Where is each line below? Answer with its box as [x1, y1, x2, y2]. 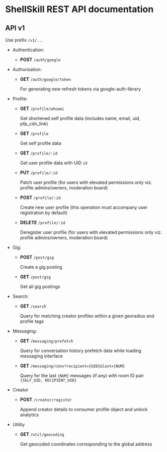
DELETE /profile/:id [20, 220, 65, 225]
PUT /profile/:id [20, 170, 58, 175]
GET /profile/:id [20, 150, 58, 156]
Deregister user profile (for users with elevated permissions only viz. [20, 229, 162, 235]
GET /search [20, 303, 47, 309]
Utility [12, 422, 25, 427]
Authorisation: [12, 67, 42, 72]
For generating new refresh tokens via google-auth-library [20, 86, 141, 92]
